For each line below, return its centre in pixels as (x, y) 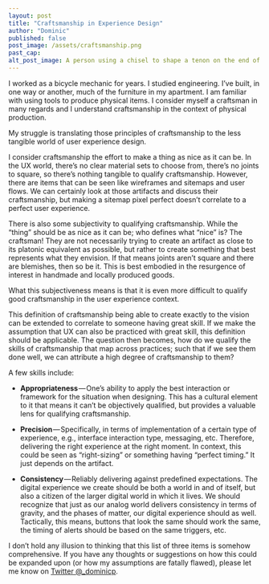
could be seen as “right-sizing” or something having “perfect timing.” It (137, 455)
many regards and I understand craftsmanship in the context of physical (127, 108)
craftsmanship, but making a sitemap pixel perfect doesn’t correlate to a (127, 199)
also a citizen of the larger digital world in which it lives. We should (130, 496)
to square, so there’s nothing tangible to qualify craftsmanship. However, (128, 174)
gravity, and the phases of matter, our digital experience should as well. (138, 513)
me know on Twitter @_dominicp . (63, 571)
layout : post (30, 16)
